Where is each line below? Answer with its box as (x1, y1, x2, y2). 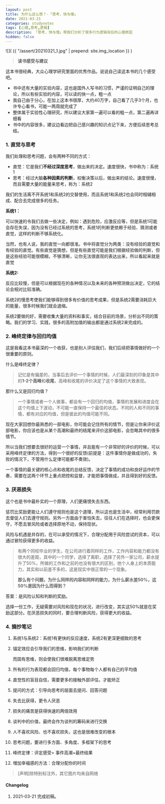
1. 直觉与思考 (5, 141, 36, 148)
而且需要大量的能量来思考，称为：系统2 (12, 181, 93, 187)
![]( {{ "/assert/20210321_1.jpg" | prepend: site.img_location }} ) (5, 47, 133, 54)
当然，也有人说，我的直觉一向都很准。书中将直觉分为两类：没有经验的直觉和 (5, 241, 160, 247)
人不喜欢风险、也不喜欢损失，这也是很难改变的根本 (12, 729, 116, 735)
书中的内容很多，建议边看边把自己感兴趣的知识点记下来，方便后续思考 (12, 121, 155, 127)
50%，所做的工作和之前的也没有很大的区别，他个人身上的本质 (26, 560, 152, 566)
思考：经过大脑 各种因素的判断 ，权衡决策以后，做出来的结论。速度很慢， (12, 175, 159, 181)
